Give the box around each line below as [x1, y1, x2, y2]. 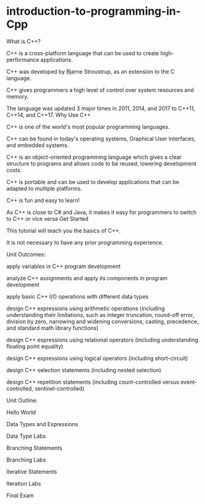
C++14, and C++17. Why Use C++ [6, 111, 91, 118]
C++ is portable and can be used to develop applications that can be [6, 178, 179, 185]
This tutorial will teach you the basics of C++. [6, 227, 121, 234]
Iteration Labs [6, 479, 42, 487]
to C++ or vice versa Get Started [6, 215, 89, 222]
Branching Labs [6, 456, 46, 464]
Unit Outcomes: [6, 250, 46, 258]
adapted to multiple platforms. [6, 185, 83, 192]
